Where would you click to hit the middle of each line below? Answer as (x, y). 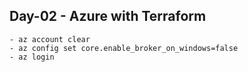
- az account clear (50, 39)
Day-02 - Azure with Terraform (108, 16)
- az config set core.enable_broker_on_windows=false (124, 48)
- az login (32, 57)
